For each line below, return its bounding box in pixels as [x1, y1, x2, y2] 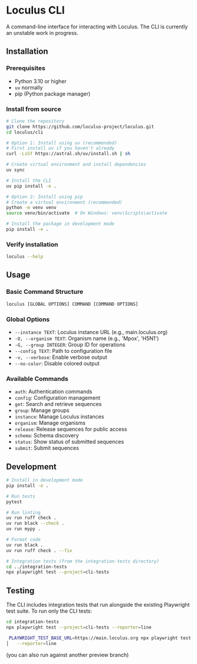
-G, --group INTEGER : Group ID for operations [14, 341, 126, 348]
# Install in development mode [6, 477, 83, 483]
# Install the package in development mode [6, 221, 115, 227]
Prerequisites [6, 64, 45, 73]
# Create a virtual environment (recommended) [6, 199, 123, 205]
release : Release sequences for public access [14, 426, 127, 433]
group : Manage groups [14, 407, 70, 414]
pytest [6, 499, 22, 505]
